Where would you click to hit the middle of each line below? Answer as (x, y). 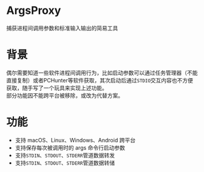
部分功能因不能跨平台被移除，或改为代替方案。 (65, 95)
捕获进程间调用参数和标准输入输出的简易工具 (62, 28)
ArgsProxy (34, 11)
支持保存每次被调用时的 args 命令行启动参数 (70, 147)
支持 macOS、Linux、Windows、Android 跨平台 (75, 140)
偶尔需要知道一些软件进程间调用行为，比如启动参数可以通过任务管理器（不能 (102, 73)
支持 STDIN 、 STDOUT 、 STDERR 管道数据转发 (65, 155)
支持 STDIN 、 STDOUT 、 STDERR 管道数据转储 (65, 163)
